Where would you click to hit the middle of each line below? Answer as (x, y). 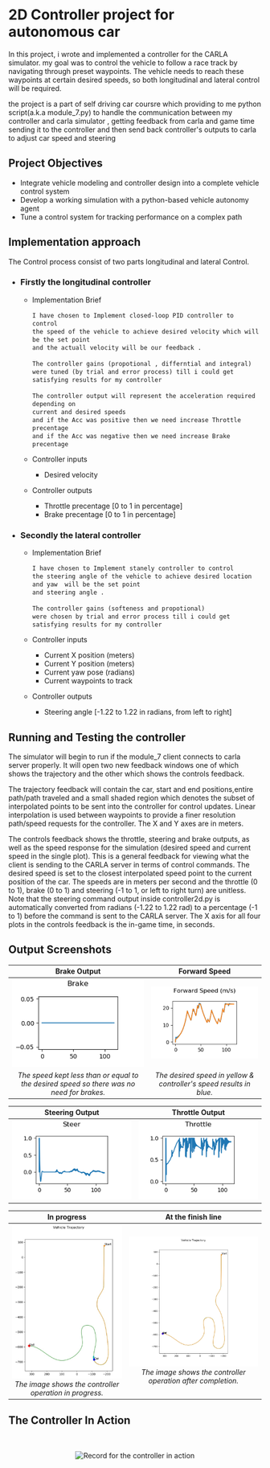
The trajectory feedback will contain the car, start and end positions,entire (131, 789)
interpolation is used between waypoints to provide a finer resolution (122, 814)
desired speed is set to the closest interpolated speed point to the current (130, 873)
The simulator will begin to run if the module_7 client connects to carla (125, 757)
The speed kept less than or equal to (78, 1076)
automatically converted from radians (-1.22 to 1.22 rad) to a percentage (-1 (133, 907)
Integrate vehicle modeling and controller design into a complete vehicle (139, 182)
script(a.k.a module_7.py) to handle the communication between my (121, 112)
